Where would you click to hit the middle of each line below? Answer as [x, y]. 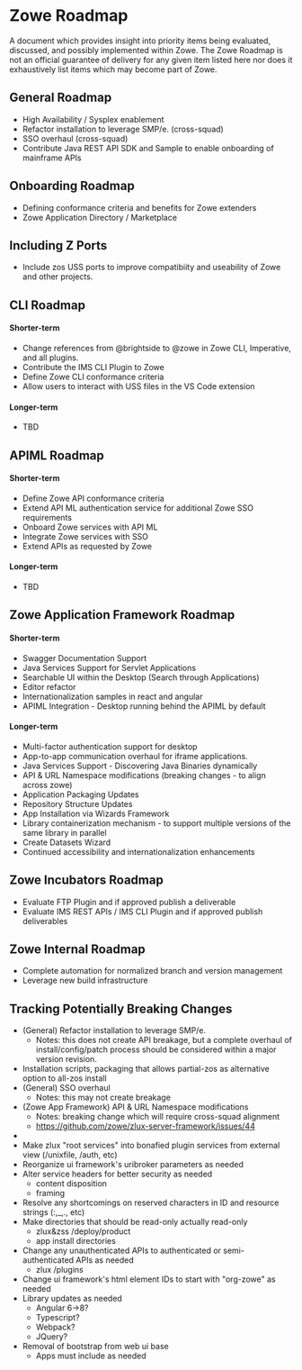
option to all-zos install [64, 1078]
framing [50, 1193]
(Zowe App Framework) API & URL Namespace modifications [135, 1107]
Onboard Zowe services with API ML [90, 527]
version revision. [66, 1059]
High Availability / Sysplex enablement [93, 119]
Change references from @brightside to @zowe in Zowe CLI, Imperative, [157, 348]
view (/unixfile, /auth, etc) [70, 1155]
